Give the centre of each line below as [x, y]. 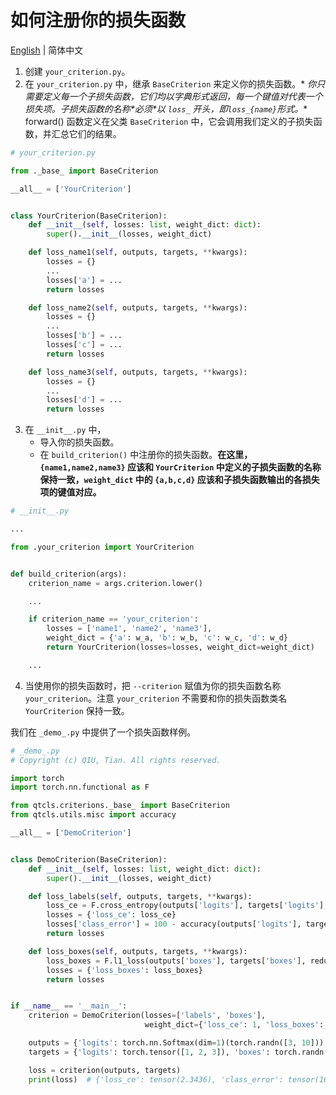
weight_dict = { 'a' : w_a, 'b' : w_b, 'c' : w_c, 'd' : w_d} [167, 638]
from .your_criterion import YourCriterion [102, 547]
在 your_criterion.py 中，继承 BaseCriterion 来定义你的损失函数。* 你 [170, 83]
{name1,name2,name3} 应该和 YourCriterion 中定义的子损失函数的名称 [180, 467]
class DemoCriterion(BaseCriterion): [89, 859]
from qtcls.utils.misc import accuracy [93, 815]
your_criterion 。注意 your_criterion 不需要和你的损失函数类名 [156, 698]
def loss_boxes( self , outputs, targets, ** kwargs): [138, 951]
